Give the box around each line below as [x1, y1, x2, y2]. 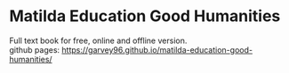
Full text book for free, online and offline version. [9, 35, 188, 46]
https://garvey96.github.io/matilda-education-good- [61, 44, 253, 55]
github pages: [9, 44, 60, 55]
